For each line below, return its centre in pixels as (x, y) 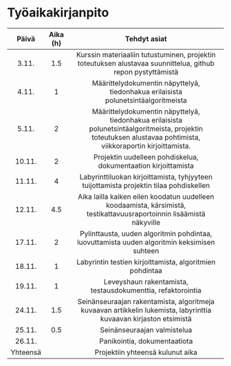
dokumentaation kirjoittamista (146, 165)
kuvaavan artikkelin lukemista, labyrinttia (146, 310)
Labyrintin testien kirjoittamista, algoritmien (146, 261)
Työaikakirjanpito (58, 13)
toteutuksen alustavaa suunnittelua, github (146, 63)
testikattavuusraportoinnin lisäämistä (146, 213)
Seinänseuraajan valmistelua (146, 330)
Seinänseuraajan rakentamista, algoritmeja (146, 301)
